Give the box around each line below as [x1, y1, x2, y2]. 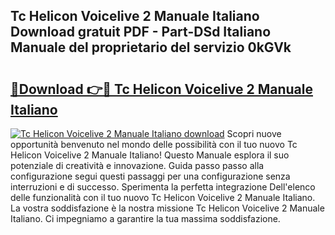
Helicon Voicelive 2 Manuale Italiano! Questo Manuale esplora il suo [10, 149, 290, 161]
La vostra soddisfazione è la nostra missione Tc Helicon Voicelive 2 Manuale [10, 202, 325, 214]
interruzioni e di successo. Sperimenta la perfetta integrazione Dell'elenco [10, 181, 316, 193]
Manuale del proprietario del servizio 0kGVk [10, 39, 292, 56]
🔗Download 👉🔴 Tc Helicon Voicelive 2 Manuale [10, 80, 313, 98]
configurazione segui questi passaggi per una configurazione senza [10, 170, 291, 182]
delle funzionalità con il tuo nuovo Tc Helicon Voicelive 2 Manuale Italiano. [10, 192, 316, 203]
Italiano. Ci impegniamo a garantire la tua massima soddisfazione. [10, 213, 281, 224]
